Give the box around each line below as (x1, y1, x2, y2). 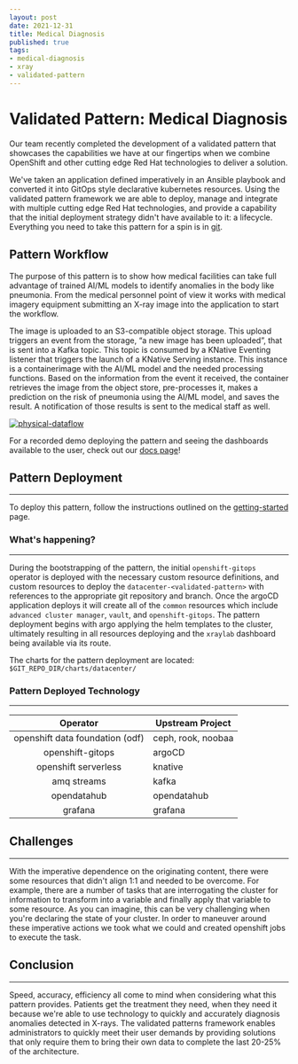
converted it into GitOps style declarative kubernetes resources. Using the (9, 184, 281, 194)
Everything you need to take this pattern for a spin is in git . (9, 221, 223, 231)
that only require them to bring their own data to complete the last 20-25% (9, 1037, 282, 1047)
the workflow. (9, 308, 59, 319)
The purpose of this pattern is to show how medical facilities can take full (9, 270, 277, 281)
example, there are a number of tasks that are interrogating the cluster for (9, 884, 278, 896)
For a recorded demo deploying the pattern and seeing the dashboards (9, 435, 269, 446)
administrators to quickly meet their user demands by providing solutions (9, 1027, 277, 1037)
